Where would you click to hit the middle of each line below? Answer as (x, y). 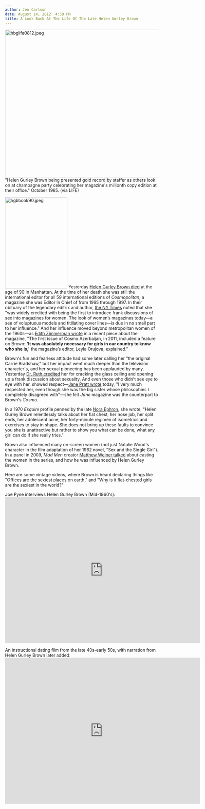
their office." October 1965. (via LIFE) (42, 190)
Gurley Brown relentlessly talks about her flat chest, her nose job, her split (79, 414)
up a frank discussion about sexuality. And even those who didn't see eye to (82, 379)
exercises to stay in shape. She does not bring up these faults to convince (79, 425)
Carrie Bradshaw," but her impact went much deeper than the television (77, 364)
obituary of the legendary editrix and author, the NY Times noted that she (79, 308)
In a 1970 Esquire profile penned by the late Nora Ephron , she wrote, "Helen (81, 409)
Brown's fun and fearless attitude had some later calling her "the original (78, 358)
